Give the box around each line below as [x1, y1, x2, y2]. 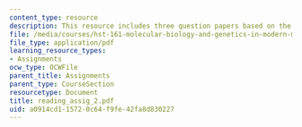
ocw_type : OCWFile [9, 63, 78, 72]
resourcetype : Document [9, 88, 99, 97]
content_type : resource [9, 13, 99, 22]
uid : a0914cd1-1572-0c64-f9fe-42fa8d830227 [9, 105, 175, 114]
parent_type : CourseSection [9, 80, 115, 89]
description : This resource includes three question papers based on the [9, 21, 292, 30]
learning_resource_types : [9, 47, 106, 55]
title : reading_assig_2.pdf [9, 96, 115, 106]
